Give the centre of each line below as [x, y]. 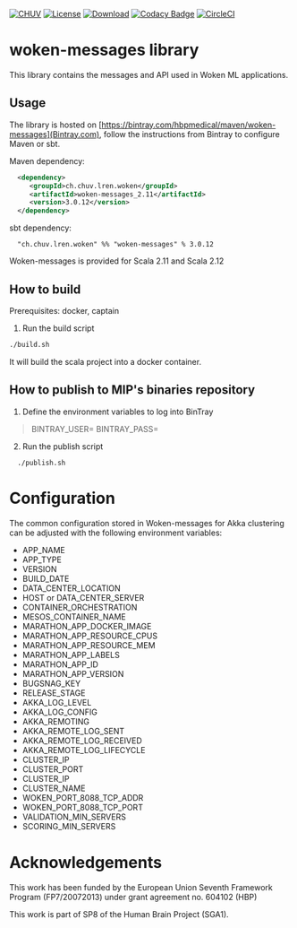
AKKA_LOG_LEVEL [57, 702]
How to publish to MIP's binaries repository [132, 390]
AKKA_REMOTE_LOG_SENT [73, 731]
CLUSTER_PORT [53, 769]
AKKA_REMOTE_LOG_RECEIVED [82, 741]
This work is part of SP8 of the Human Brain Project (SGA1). [119, 914]
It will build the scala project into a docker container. [106, 361]
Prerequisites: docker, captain [64, 310]
